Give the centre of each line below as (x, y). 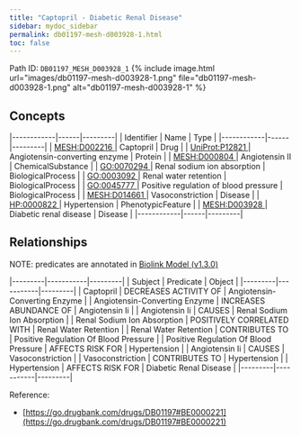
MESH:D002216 (83, 147)
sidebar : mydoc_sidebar (54, 26)
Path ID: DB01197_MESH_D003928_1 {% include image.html (112, 68)
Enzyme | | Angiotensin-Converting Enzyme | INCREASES (159, 300)
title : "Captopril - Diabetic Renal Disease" (96, 18)
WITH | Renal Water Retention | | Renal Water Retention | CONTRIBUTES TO (149, 329)
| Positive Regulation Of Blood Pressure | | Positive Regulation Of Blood (141, 339)
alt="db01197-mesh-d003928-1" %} (139, 87)
